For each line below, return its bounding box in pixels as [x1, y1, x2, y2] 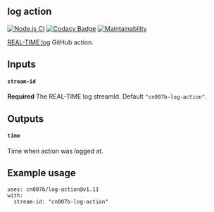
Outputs [7, 113, 44, 125]
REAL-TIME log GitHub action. [7, 38, 94, 46]
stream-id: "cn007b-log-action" [13, 198, 109, 205]
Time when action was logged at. [7, 147, 104, 155]
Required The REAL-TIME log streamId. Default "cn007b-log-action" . [7, 92, 208, 101]
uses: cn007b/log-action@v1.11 [7, 186, 99, 193]
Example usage [7, 167, 76, 179]
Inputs [7, 58, 37, 70]
